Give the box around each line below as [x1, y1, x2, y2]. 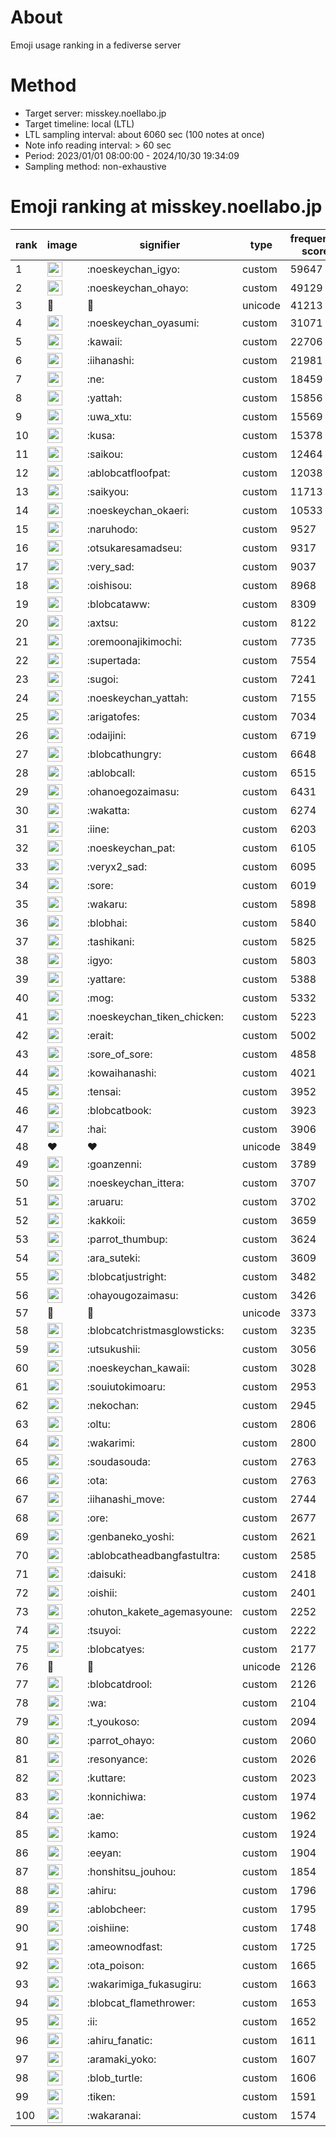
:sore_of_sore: [86, 1047, 153, 1061]
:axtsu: [86, 616, 119, 630]
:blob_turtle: [86, 2071, 143, 2085]
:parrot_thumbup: [86, 1232, 168, 1246]
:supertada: [86, 653, 141, 667]
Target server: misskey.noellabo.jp [24, 107, 167, 119]
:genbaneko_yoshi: [86, 1529, 175, 1543]
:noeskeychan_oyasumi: [86, 316, 200, 330]
